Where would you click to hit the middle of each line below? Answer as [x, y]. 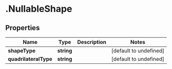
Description [92, 42]
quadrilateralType [30, 59]
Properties [23, 28]
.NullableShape [39, 9]
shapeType [22, 51]
